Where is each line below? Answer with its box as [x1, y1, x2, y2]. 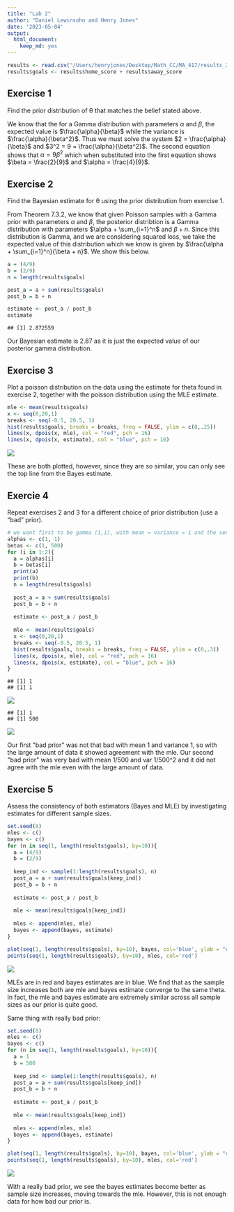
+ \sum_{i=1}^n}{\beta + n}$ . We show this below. [7, 247, 150, 256]
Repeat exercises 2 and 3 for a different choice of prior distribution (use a [7, 508, 218, 517]
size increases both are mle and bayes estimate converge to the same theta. [7, 985, 226, 993]
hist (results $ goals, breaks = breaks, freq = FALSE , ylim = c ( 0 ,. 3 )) [13, 646, 219, 653]
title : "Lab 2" [7, 10, 52, 17]
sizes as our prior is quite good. [7, 1000, 98, 1009]
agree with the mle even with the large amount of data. [7, 763, 164, 771]
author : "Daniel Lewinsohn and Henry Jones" [7, 17, 139, 24]
